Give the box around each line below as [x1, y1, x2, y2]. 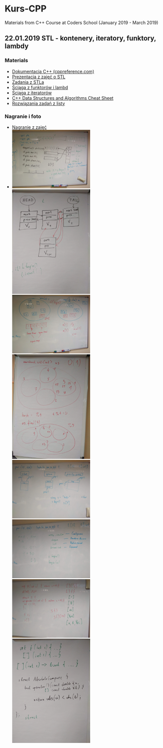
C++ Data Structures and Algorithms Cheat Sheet [11, 95, 114, 101]
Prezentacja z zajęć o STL [11, 74, 66, 80]
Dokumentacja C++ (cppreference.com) [11, 68, 94, 74]
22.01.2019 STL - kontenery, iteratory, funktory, [4, 34, 157, 43]
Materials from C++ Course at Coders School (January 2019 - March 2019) [4, 20, 159, 26]
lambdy [4, 42, 29, 51]
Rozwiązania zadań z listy [11, 100, 65, 106]
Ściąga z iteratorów [11, 90, 52, 96]
